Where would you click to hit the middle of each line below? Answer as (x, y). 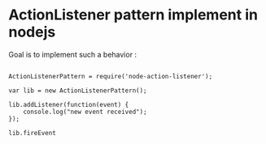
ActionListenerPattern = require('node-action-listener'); (111, 76)
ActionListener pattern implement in (133, 15)
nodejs (32, 32)
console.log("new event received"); (85, 112)
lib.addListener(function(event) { (69, 104)
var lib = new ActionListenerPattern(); (78, 91)
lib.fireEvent (33, 133)
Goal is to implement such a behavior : (72, 54)
